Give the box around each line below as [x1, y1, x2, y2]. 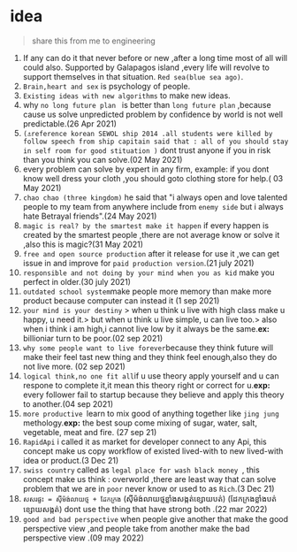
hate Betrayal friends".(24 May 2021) [22, 211, 157, 221]
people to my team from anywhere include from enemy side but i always [22, 201, 284, 211]
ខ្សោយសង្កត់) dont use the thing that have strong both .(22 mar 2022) [22, 503, 268, 514]
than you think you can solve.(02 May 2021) [22, 154, 183, 165]
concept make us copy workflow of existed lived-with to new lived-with [22, 445, 284, 456]
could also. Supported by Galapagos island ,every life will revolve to [22, 62, 270, 73]
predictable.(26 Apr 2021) [22, 118, 118, 129]
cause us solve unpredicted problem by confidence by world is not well [22, 109, 284, 119]
